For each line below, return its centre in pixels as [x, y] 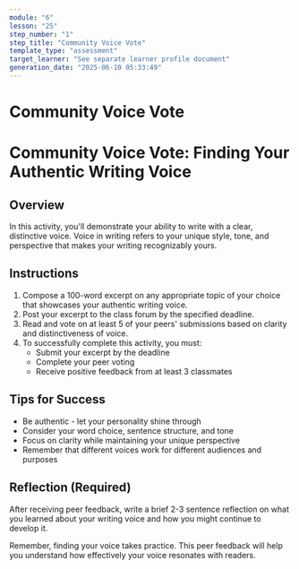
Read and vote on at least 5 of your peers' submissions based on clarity [154, 323]
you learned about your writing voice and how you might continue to [135, 518]
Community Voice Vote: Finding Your [149, 153]
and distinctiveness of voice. [75, 333]
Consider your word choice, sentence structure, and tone [128, 430]
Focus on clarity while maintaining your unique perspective [131, 440]
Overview [37, 205]
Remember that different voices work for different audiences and [142, 450]
